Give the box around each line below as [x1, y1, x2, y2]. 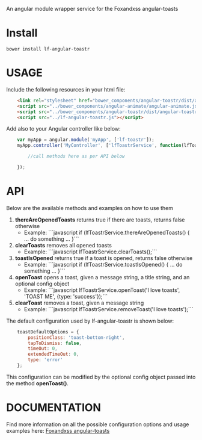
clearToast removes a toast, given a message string [14, 299, 144, 306]
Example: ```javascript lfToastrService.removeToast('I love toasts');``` [23, 305, 194, 312]
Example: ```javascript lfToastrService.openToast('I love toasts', [23, 286, 180, 294]
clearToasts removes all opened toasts [14, 241, 112, 249]
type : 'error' [28, 357, 63, 363]
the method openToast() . [6, 379, 69, 387]
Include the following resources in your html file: [6, 85, 126, 93]
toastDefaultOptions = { [17, 329, 79, 335]
